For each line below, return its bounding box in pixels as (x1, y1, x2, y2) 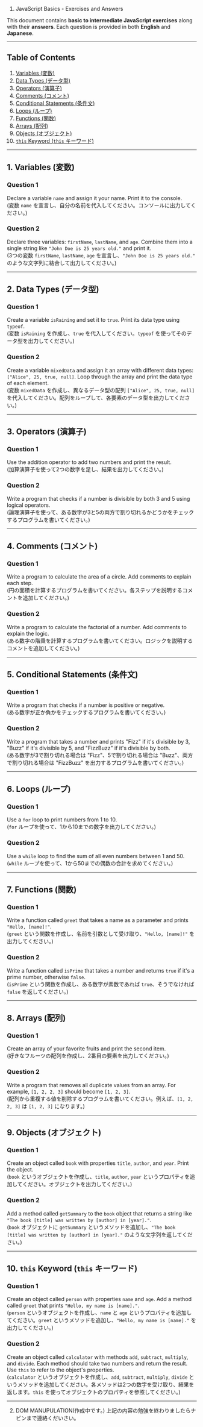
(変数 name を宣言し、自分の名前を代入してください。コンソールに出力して (7, 201, 191, 209)
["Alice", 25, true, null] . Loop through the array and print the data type (7, 373, 193, 380)
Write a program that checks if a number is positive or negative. (7, 701, 165, 709)
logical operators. (7, 501, 51, 509)
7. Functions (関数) (7, 885, 77, 895)
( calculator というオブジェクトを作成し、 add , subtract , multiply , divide (7, 1373, 188, 1381)
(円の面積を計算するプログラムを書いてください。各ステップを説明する (7, 587, 183, 594)
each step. (7, 580, 33, 587)
